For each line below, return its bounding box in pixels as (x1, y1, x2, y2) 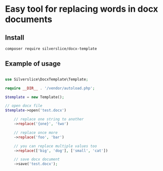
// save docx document (14, 157, 60, 162)
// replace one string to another (14, 117, 84, 122)
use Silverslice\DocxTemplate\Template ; (5, 77, 89, 82)
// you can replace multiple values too (14, 144, 97, 148)
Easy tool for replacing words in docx (5, 3, 159, 15)
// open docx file (5, 103, 42, 108)
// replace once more (14, 130, 58, 135)
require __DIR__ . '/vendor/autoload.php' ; (5, 86, 95, 91)
